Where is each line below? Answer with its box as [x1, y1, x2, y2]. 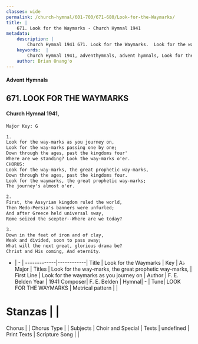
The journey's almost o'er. [6, 183, 75, 189]
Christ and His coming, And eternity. [6, 249, 101, 255]
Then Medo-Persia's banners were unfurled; [6, 205, 115, 211]
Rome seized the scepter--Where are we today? [6, 216, 123, 222]
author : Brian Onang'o [16, 58, 72, 64]
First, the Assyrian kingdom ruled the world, [6, 199, 123, 206]
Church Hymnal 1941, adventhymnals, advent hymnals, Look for [27, 53, 183, 59]
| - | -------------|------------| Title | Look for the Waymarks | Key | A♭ [14, 259, 186, 267]
